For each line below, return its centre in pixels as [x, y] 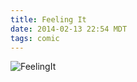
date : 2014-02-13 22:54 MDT [69, 29]
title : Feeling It [48, 19]
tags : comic [35, 38]
